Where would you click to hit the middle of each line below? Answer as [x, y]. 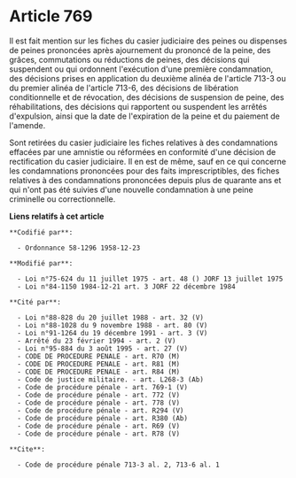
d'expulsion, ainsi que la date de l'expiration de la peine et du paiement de [145, 116]
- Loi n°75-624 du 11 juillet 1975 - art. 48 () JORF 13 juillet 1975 [150, 279]
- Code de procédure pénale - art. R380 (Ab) [103, 418]
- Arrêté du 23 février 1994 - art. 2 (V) [97, 341]
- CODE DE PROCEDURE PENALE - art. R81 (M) [98, 364]
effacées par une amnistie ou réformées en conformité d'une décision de [143, 151]
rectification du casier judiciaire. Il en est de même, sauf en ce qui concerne [148, 161]
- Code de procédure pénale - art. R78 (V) [98, 434]
